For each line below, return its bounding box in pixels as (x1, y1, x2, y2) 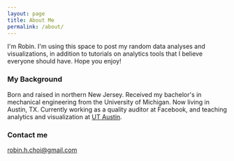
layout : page (7, 10, 45, 17)
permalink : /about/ (7, 23, 64, 30)
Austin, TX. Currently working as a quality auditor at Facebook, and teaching (7, 105, 227, 114)
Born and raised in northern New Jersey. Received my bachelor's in (7, 90, 202, 98)
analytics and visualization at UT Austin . (7, 112, 122, 121)
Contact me (7, 130, 48, 139)
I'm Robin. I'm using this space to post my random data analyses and (7, 43, 206, 51)
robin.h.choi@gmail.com (7, 146, 78, 154)
